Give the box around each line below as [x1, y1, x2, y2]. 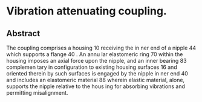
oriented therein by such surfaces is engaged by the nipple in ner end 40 [6, 70, 189, 77]
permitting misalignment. [6, 89, 68, 96]
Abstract [6, 28, 41, 39]
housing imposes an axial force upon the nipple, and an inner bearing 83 [6, 57, 187, 64]
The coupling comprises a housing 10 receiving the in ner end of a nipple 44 [6, 44, 197, 51]
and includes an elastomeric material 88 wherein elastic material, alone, [6, 77, 185, 83]
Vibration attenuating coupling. [6, 4, 168, 18]
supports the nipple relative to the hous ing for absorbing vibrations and [6, 83, 186, 90]
